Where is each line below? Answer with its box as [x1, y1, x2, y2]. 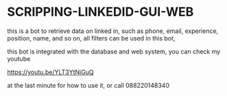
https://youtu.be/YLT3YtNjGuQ [7, 68, 94, 76]
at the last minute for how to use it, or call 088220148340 [7, 81, 170, 89]
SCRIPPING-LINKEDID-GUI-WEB [7, 4, 194, 20]
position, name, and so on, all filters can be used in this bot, [7, 34, 176, 42]
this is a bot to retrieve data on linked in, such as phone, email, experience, [7, 27, 219, 35]
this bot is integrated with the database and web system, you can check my [7, 47, 221, 56]
